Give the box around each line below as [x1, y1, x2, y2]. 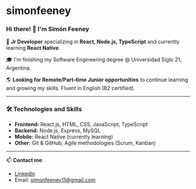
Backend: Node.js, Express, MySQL [14, 127, 101, 134]
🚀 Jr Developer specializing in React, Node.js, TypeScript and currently [6, 38, 180, 45]
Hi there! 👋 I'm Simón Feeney [6, 25, 89, 33]
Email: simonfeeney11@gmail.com [14, 176, 96, 183]
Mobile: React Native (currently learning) [14, 133, 114, 140]
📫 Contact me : [6, 156, 44, 163]
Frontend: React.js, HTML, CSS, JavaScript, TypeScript [14, 121, 148, 128]
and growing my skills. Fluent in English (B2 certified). [6, 85, 135, 92]
